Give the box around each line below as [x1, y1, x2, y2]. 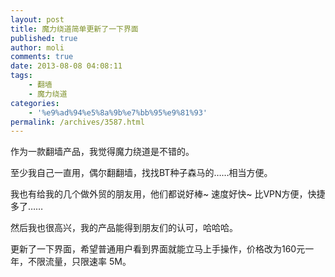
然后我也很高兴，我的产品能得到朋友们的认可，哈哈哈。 [10, 222, 238, 234]
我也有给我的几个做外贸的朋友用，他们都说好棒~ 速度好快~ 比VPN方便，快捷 [10, 188, 326, 200]
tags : [10, 71, 33, 81]
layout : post [10, 14, 65, 25]
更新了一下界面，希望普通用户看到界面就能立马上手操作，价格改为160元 [10, 243, 306, 255]
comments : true [10, 52, 74, 62]
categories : [10, 98, 60, 108]
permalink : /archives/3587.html [10, 117, 145, 127]
